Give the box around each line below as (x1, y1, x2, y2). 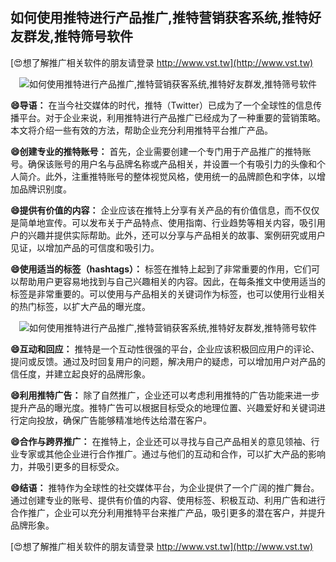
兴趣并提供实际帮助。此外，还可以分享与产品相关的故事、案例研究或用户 (27, 229, 326, 241)
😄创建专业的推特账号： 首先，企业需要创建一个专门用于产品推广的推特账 (10, 145, 312, 157)
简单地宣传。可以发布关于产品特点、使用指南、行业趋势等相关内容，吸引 (18, 216, 317, 228)
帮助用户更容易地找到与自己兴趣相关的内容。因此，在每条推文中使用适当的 (18, 275, 326, 287)
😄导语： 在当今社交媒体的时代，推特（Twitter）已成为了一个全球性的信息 (10, 99, 314, 111)
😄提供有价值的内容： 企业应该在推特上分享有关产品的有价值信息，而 (10, 204, 294, 216)
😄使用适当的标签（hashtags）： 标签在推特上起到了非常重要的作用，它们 (10, 263, 312, 275)
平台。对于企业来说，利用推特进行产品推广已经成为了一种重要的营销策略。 (18, 111, 326, 123)
